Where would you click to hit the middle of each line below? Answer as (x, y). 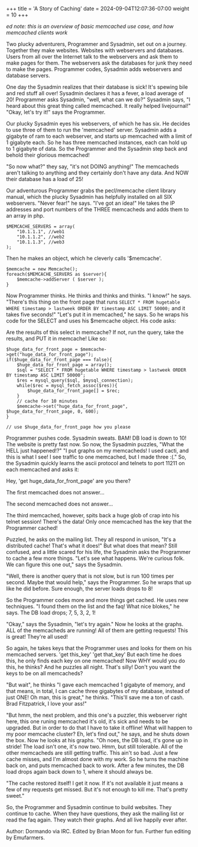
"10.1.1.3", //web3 (41, 242)
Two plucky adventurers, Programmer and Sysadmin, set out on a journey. (97, 44)
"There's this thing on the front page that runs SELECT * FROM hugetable (93, 302)
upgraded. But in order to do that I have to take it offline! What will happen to (99, 728)
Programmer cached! (32, 528)
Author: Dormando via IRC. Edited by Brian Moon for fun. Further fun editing (98, 831)
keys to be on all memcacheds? (45, 673)
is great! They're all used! (37, 637)
